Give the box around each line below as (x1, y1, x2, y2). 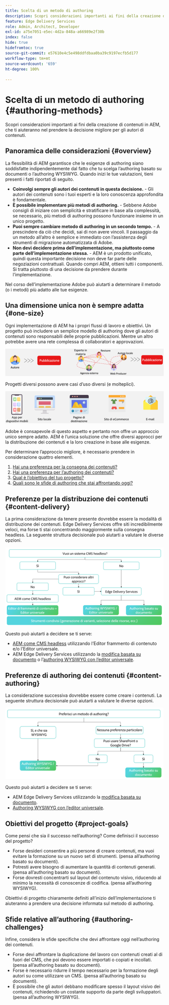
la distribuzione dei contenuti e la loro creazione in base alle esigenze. (5, 439, 151, 445)
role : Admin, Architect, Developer (5, 24, 80, 29)
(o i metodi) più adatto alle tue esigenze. (5, 286, 89, 293)
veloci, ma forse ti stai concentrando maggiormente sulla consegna (5, 527, 145, 533)
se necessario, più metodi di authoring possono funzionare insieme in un (12, 212, 163, 219)
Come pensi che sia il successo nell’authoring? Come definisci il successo (5, 833, 159, 839)
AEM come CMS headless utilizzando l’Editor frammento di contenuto (12, 640, 157, 647)
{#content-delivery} (5, 502, 70, 511)
